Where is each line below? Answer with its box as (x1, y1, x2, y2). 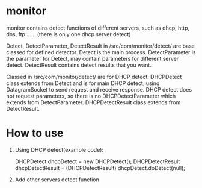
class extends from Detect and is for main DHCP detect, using (6, 80, 160, 87)
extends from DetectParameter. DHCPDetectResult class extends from (6, 98, 181, 106)
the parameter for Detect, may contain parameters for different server (6, 55, 179, 62)
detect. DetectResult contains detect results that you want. (6, 61, 151, 69)
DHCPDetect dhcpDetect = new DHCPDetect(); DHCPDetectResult (14, 158, 180, 165)
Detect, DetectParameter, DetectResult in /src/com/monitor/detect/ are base (6, 42, 195, 49)
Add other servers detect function (14, 176, 99, 183)
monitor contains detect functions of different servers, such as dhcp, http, (6, 24, 190, 31)
